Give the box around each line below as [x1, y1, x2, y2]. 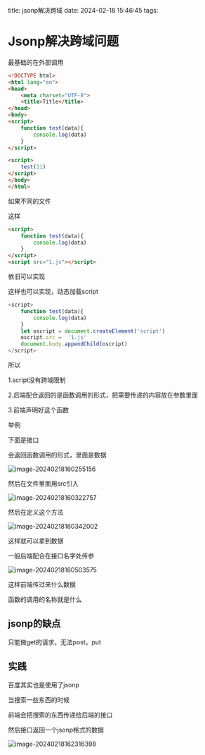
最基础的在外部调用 [8, 58, 64, 66]
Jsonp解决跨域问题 [8, 34, 119, 49]
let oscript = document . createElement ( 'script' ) [20, 327, 166, 335]
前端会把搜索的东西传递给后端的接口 [8, 711, 113, 719]
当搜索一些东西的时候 [8, 695, 70, 704]
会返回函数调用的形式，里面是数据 [8, 450, 107, 460]
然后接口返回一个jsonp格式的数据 [8, 725, 105, 734]
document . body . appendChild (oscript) [20, 340, 128, 348]
